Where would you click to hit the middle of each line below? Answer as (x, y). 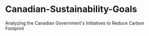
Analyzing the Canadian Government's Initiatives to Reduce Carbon (75, 23)
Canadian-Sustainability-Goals (71, 9)
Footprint (15, 28)
